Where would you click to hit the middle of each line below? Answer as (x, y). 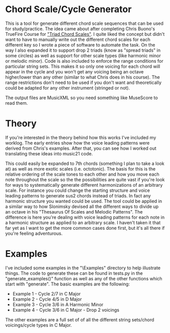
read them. (17, 103)
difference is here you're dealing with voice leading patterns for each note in (85, 217)
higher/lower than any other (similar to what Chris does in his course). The (83, 77)
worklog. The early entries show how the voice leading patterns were (77, 143)
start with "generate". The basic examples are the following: (68, 284)
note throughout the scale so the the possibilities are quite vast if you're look (85, 179)
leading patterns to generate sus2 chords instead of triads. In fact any (78, 195)
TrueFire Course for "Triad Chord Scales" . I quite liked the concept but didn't (85, 34)
